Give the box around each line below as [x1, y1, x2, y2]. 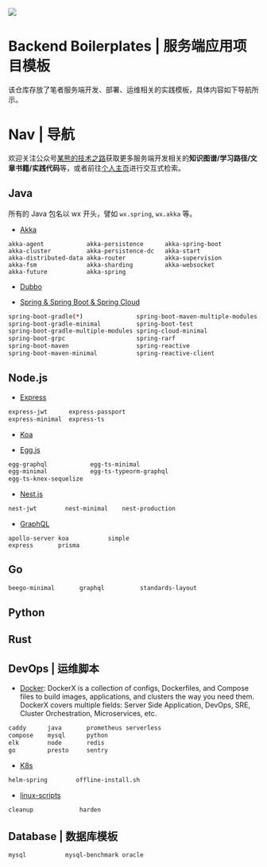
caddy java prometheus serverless [8, 724, 161, 732]
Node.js [8, 372, 48, 385]
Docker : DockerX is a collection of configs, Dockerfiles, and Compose [19, 684, 250, 693]
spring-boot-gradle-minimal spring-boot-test [8, 320, 194, 328]
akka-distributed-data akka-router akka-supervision [8, 254, 222, 262]
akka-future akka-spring [8, 268, 126, 276]
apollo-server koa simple [8, 534, 130, 542]
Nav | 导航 [8, 125, 75, 144]
